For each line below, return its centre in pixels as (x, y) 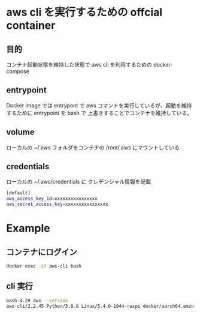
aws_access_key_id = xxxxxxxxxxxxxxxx (52, 199)
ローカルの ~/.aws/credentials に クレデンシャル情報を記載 (79, 182)
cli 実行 (19, 286)
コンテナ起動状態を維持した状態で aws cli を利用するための (79, 64)
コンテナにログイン (42, 252)
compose (18, 71)
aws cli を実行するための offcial (84, 12)
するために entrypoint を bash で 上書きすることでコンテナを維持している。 (99, 113)
